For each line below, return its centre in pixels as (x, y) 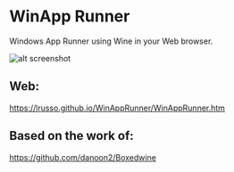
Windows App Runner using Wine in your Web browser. (111, 41)
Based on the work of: (71, 136)
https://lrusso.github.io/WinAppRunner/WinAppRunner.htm (117, 108)
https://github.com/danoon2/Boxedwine (83, 157)
